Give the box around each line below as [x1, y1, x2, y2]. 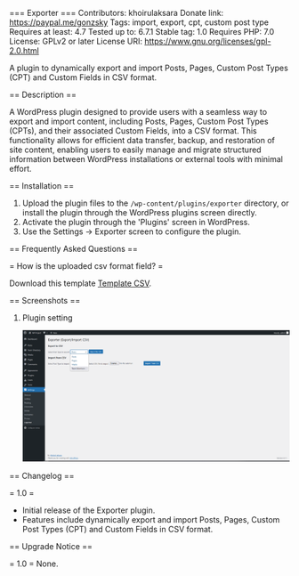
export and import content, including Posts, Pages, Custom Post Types [9, 116, 269, 126]
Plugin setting [21, 312, 73, 323]
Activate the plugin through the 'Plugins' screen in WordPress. [21, 217, 251, 227]
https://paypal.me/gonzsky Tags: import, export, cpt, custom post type [9, 17, 270, 28]
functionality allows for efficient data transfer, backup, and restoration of [9, 135, 276, 145]
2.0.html [9, 45, 40, 56]
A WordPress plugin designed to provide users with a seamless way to [9, 107, 268, 117]
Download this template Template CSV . [9, 278, 152, 288]
